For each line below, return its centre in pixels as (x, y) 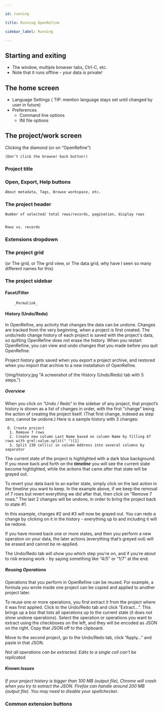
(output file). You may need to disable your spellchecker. (62, 691)
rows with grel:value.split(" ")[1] (42, 441)
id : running (17, 14)
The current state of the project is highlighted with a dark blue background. (80, 458)
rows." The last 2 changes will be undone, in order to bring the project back (81, 499)
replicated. (16, 657)
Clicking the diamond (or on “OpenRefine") (48, 148)
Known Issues (20, 668)
